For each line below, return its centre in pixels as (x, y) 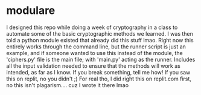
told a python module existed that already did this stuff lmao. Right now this (100, 40)
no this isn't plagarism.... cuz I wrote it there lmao (67, 85)
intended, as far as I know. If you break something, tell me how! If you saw (98, 72)
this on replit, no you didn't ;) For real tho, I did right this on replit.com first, (99, 79)
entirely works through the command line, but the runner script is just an (96, 47)
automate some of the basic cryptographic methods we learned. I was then (100, 33)
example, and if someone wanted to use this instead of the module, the (94, 53)
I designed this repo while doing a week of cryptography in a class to (92, 27)
